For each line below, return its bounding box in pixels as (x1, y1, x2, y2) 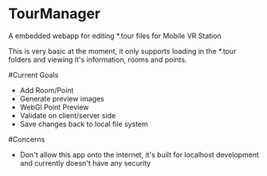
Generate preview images (19, 94, 105, 103)
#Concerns (8, 134, 45, 143)
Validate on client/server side (19, 110, 116, 120)
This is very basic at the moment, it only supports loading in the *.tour (8, 46, 237, 55)
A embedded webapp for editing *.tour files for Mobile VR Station (8, 31, 222, 40)
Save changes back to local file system (19, 119, 149, 128)
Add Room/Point (19, 85, 74, 95)
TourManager (8, 5, 101, 23)
